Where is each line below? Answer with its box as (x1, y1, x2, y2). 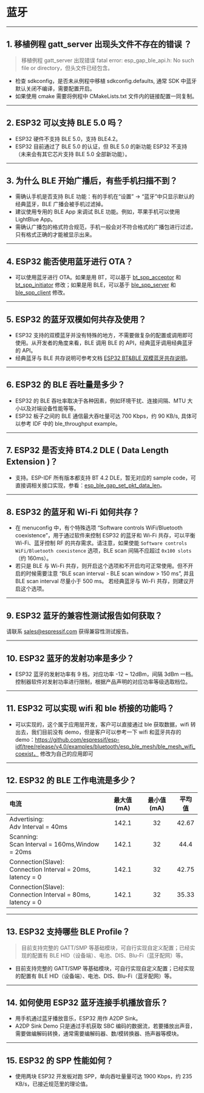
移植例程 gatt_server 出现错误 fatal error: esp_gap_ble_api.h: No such (21, 56, 194, 64)
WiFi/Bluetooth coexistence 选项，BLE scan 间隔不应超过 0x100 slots (15, 547, 192, 554)
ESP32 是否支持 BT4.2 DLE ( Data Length (14, 445, 169, 456)
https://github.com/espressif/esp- (35, 736, 120, 743)
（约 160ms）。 (15, 554, 52, 562)
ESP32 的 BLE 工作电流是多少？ (19, 775, 137, 786)
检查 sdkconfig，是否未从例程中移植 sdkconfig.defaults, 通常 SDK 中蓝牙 (15, 77, 197, 84)
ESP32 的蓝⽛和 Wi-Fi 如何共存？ (15, 507, 140, 517)
